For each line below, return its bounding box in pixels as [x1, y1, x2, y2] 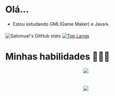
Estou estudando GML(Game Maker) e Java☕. [12, 21, 110, 27]
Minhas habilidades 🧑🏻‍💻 [5, 51, 110, 63]
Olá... [5, 4, 29, 15]
